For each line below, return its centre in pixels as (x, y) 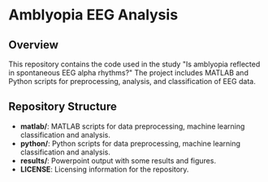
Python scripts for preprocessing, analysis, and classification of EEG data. (132, 81)
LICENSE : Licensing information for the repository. (104, 169)
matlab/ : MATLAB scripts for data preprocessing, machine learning (132, 126)
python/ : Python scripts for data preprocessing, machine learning (130, 143)
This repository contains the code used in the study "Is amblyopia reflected (134, 64)
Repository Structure (63, 107)
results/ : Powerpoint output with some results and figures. (118, 160)
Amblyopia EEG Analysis (93, 15)
